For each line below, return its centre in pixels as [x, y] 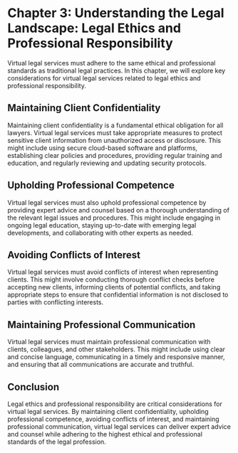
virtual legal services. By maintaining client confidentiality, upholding [108, 411]
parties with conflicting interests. [56, 302]
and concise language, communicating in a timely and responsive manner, [117, 357]
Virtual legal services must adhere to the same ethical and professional [112, 63]
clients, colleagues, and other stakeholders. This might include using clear [117, 349]
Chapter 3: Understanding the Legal [116, 13]
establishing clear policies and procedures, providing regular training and [115, 155]
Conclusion [33, 387]
